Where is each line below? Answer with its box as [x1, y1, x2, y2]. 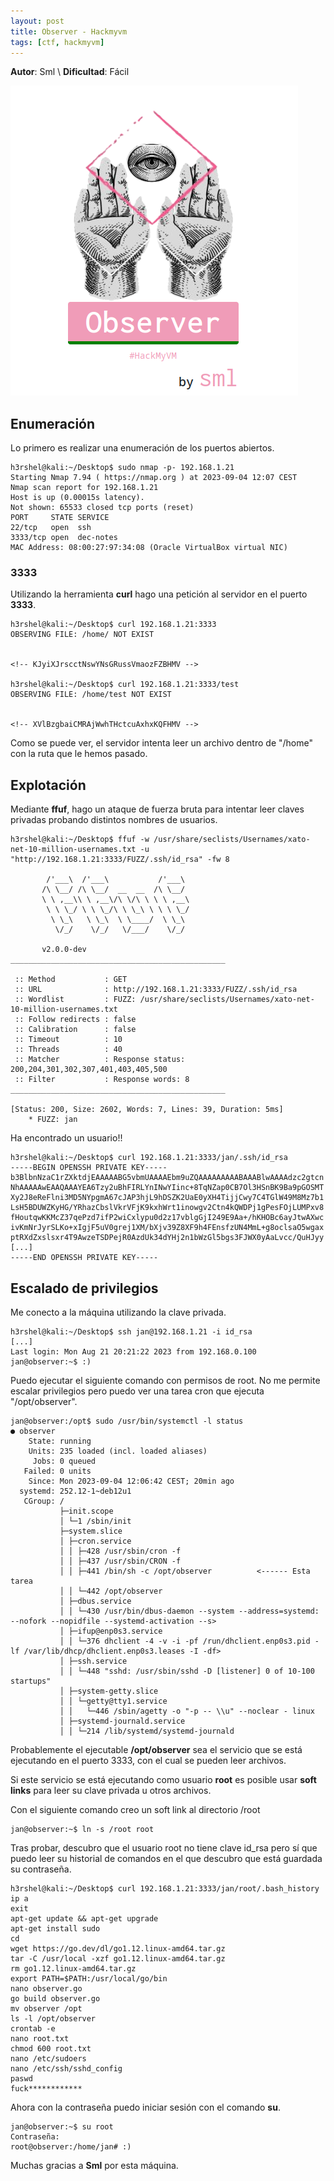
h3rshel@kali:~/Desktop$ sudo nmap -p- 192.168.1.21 [10, 463, 235, 473]
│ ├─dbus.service [59, 1596, 132, 1607]
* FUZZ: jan [28, 1115, 78, 1125]
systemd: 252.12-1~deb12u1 [19, 1486, 132, 1497]
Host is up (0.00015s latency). [10, 493, 145, 503]
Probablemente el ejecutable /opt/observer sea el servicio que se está [10, 1744, 303, 1756]
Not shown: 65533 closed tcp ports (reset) [10, 503, 195, 513]
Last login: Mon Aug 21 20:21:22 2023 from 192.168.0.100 [10, 1347, 257, 1357]
